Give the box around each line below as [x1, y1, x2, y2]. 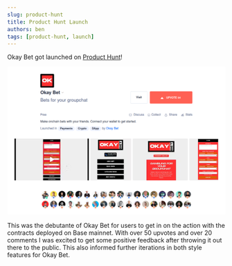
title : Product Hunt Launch [7, 18, 89, 26]
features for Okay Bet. [7, 251, 71, 259]
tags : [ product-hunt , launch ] [7, 33, 95, 40]
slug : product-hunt [7, 11, 64, 18]
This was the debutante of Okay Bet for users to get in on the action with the [7, 222, 225, 230]
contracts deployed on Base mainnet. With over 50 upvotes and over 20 [7, 229, 213, 237]
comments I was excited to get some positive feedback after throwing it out [7, 236, 222, 245]
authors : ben [7, 26, 45, 33]
